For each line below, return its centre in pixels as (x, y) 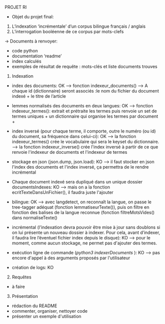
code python (25, 51)
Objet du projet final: (33, 17)
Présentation (25, 296)
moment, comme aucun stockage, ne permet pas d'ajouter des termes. (84, 243)
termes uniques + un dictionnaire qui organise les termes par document (85, 116)
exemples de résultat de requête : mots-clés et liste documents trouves (84, 67)
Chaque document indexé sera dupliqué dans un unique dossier (77, 182)
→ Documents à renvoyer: (31, 41)
